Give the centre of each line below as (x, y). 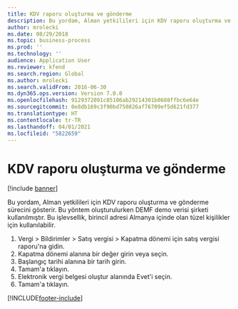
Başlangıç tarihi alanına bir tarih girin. (72, 262)
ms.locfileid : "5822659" (44, 133)
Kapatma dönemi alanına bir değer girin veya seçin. (93, 254)
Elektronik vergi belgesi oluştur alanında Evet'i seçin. (95, 277)
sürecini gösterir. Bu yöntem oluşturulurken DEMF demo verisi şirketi (108, 210)
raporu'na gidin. (41, 246)
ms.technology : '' (35, 54)
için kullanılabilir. (31, 225)
